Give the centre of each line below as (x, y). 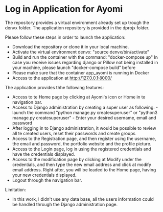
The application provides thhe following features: (55, 87)
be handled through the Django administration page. (65, 204)
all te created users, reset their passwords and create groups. (74, 133)
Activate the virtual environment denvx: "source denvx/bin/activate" (81, 52)
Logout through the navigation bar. (47, 180)
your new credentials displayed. (44, 175)
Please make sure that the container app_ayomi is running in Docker (81, 72)
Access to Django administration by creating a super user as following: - (85, 107)
